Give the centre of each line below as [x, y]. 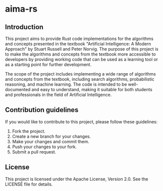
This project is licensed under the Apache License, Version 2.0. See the [77, 179]
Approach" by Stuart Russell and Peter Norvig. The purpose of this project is [82, 49]
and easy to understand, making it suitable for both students [92, 89]
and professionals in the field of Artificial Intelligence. [58, 95]
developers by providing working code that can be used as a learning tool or [81, 59]
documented [18, 89]
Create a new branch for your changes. [51, 136]
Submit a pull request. [34, 152]
